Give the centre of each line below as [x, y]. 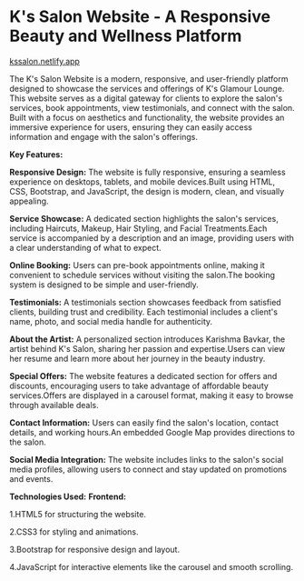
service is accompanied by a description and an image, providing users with [152, 237]
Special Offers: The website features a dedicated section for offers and [143, 376]
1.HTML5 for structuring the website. [78, 514]
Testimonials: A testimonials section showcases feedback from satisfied [145, 302]
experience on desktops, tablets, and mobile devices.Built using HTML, [142, 181]
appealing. [29, 201]
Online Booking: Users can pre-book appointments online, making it [137, 265]
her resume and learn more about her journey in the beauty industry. [137, 358]
